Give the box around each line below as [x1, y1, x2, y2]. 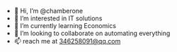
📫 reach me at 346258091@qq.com [13, 37, 121, 45]
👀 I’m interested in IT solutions [13, 14, 103, 22]
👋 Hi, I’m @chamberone [13, 7, 84, 15]
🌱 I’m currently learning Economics [13, 22, 117, 30]
